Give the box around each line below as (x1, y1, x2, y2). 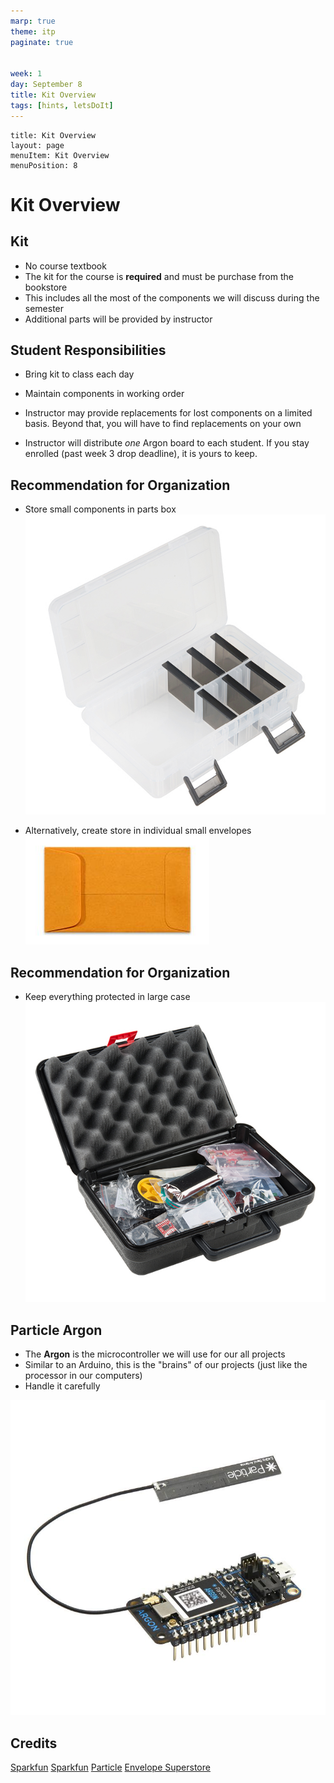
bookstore (24, 281, 68, 293)
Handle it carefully (24, 1380, 101, 1392)
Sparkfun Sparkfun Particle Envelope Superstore (10, 1761, 211, 1774)
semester (24, 302, 65, 314)
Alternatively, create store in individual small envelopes (24, 825, 252, 837)
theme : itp (10, 26, 56, 37)
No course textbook (24, 260, 107, 272)
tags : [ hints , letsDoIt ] (10, 100, 114, 110)
